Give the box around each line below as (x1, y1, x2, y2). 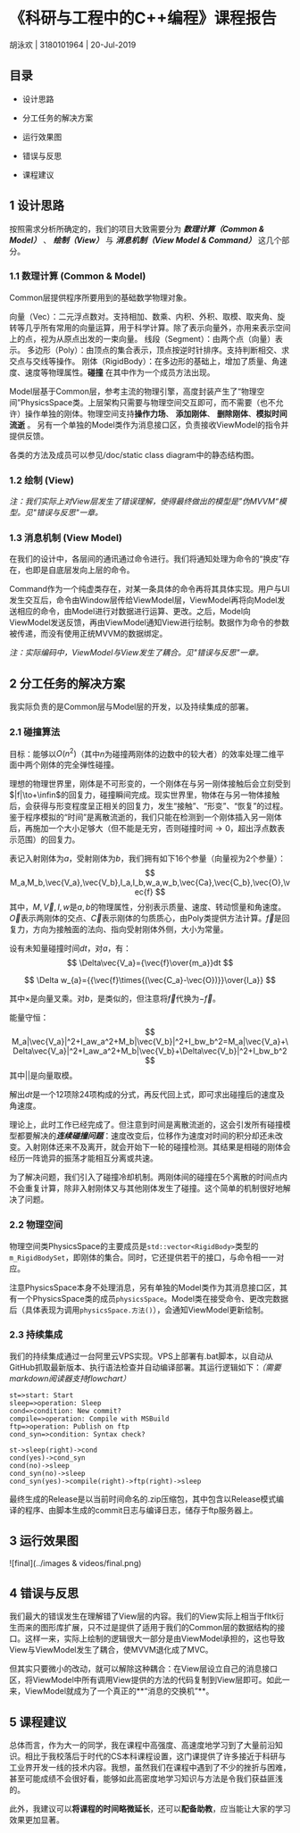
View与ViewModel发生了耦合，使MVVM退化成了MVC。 (9, 1645, 213, 1655)
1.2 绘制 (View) (9, 474, 74, 487)
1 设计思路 (9, 198, 65, 213)
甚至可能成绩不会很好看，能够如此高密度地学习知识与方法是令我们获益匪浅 (9, 1773, 283, 1784)
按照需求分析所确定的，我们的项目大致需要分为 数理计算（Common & (9, 223, 265, 234)
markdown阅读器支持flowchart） (9, 1372, 131, 1384)
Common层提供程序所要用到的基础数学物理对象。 (9, 292, 192, 303)
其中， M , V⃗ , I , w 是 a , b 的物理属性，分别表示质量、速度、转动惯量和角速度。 (9, 902, 287, 912)
